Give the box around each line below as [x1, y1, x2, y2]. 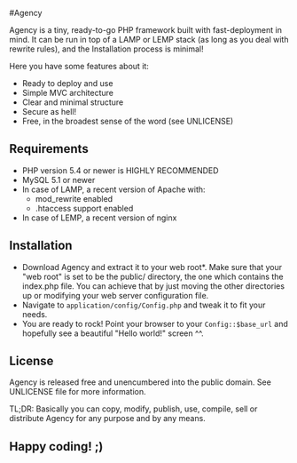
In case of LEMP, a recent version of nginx [21, 212, 177, 223]
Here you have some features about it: [9, 61, 149, 71]
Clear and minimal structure [21, 97, 124, 108]
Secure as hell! [21, 107, 77, 116]
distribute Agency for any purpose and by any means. [9, 413, 206, 424]
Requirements [9, 141, 89, 156]
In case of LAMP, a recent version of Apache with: [21, 184, 206, 195]
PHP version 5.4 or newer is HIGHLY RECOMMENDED [21, 164, 219, 176]
